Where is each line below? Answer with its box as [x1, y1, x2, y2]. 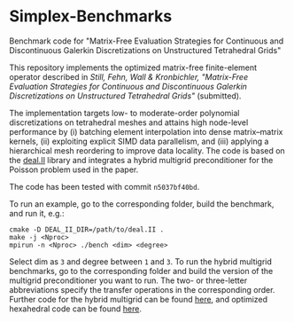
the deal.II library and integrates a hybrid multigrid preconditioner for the [9, 154, 274, 165]
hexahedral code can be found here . [9, 303, 142, 314]
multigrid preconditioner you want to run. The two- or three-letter [9, 275, 248, 286]
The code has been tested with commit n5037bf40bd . [9, 181, 200, 192]
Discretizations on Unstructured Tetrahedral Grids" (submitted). [9, 90, 242, 101]
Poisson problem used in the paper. [9, 164, 139, 175]
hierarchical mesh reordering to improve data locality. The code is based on [9, 145, 285, 156]
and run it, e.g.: [9, 208, 65, 218]
